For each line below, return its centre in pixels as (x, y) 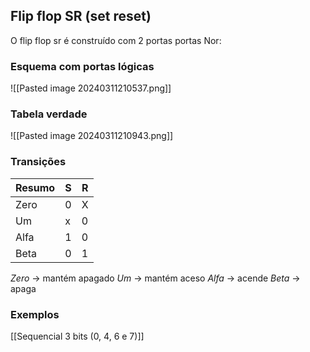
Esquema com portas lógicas (82, 66)
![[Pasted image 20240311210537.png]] (91, 88)
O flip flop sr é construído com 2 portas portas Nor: (116, 40)
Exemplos (35, 314)
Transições (38, 162)
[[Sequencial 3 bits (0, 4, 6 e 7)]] (77, 336)
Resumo (35, 187)
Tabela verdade (49, 114)
